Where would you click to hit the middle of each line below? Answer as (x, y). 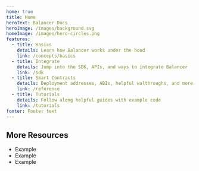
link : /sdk (30, 72)
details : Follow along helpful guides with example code (89, 100)
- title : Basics (32, 45)
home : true (20, 12)
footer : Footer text (32, 111)
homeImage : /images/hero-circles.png (53, 34)
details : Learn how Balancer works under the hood (81, 50)
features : (18, 39)
